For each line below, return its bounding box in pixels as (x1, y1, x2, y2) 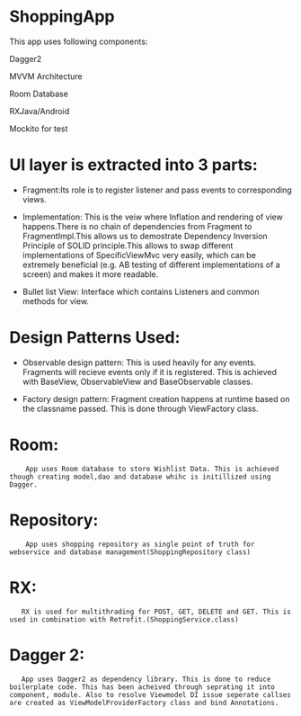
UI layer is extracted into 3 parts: (9, 155, 258, 175)
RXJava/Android (9, 105, 70, 116)
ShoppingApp (9, 6, 115, 27)
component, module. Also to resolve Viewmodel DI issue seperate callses (9, 690, 292, 699)
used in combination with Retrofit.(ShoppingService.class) (9, 614, 240, 624)
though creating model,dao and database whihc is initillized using (9, 472, 271, 481)
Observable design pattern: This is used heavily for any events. (22, 357, 257, 368)
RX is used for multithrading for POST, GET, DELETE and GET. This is (21, 607, 292, 616)
